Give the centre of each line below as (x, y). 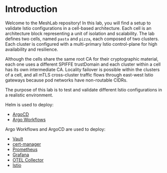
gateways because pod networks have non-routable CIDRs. (67, 80)
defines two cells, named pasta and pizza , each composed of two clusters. (82, 39)
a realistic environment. (29, 95)
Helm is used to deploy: (29, 104)
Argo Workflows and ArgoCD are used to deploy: (55, 129)
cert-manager (27, 144)
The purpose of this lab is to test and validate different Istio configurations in (83, 89)
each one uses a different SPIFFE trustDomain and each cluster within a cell (83, 64)
